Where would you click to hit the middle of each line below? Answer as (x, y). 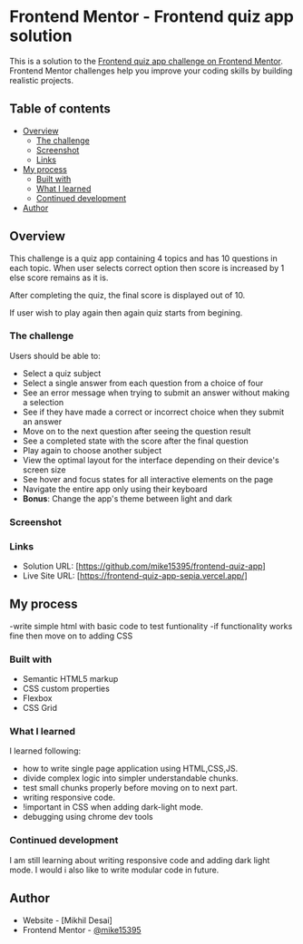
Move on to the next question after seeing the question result (137, 431)
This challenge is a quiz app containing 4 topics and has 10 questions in (144, 258)
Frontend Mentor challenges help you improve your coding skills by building (151, 71)
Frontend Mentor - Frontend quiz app (152, 17)
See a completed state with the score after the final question (136, 441)
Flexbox (37, 698)
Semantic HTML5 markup (70, 679)
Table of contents (60, 109)
